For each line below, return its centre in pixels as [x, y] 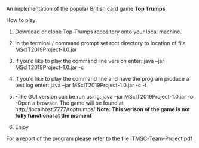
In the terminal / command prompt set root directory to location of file [100, 43]
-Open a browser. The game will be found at [69, 103]
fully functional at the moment [53, 116]
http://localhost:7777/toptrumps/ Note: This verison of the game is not [102, 109]
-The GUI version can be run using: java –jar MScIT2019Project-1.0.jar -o [104, 97]
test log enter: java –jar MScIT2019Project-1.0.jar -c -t [81, 85]
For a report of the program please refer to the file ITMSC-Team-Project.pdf [99, 138]
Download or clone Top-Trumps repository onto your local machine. [98, 32]
